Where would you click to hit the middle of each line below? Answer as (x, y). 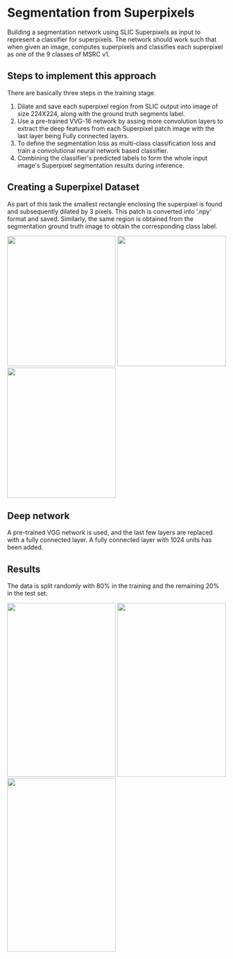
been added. (25, 548)
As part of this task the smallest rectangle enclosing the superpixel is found (115, 204)
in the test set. (28, 593)
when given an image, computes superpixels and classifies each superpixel (115, 47)
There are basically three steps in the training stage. (81, 92)
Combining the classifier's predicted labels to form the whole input (112, 158)
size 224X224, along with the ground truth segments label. (101, 113)
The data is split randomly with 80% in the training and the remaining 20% (113, 586)
